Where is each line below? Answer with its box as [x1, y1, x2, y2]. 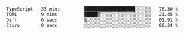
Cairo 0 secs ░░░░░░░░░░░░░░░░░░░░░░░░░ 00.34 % [6, 22, 179, 28]
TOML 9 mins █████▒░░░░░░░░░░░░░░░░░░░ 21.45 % [6, 11, 179, 18]
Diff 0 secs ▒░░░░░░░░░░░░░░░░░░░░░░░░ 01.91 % [6, 17, 179, 23]
